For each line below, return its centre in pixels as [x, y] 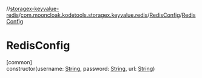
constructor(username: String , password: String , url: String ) [81, 68]
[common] [19, 62]
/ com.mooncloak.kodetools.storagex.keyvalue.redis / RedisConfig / [100, 15]
